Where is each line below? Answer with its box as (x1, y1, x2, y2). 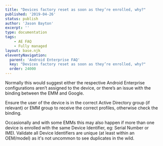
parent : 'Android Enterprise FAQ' (9, 57, 80, 62)
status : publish (5, 16, 38, 21)
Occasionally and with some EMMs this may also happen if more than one (5, 120, 155, 125)
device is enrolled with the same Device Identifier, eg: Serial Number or (5, 125, 149, 130)
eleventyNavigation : (5, 52, 48, 58)
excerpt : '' (5, 25, 29, 30)
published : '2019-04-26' (5, 12, 56, 17)
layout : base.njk (5, 48, 41, 53)
